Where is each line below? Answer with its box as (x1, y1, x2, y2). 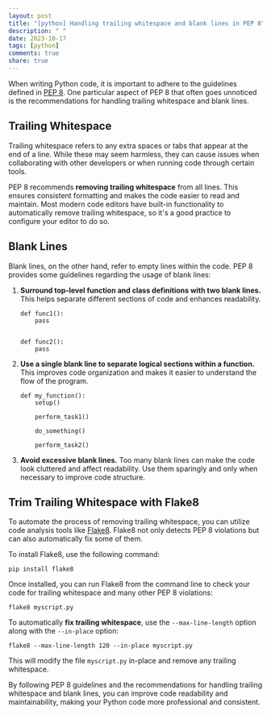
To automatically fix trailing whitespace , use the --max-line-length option (8, 617, 256, 627)
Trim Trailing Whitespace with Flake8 (8, 495, 200, 509)
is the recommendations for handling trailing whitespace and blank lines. (8, 96, 250, 106)
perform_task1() (35, 413, 90, 421)
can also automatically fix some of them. (8, 534, 144, 544)
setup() (35, 398, 60, 407)
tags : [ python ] (8, 42, 60, 50)
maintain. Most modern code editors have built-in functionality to (8, 199, 224, 209)
